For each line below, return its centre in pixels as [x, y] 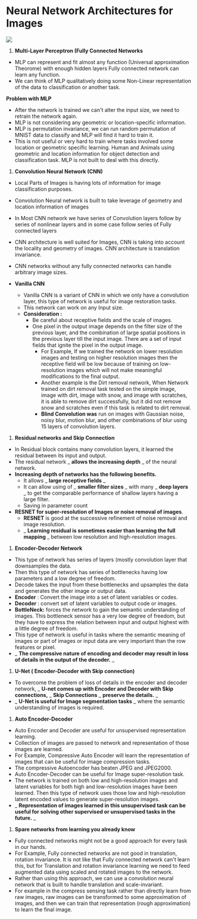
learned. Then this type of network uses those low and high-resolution [100, 792]
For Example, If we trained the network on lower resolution [112, 351]
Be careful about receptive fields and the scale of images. [102, 320]
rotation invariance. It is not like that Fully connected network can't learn [102, 859]
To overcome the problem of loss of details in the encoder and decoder [101, 682]
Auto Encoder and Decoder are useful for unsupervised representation [100, 730]
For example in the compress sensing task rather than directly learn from [103, 891]
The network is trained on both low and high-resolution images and [96, 780]
